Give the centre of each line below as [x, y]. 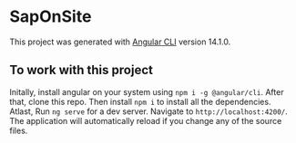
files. [19, 130]
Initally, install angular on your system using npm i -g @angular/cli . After [147, 91]
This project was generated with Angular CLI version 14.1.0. [120, 42]
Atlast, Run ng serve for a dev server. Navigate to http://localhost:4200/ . [149, 111]
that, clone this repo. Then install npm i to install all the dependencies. [140, 101]
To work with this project [81, 70]
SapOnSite [51, 17]
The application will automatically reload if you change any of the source [146, 120]
